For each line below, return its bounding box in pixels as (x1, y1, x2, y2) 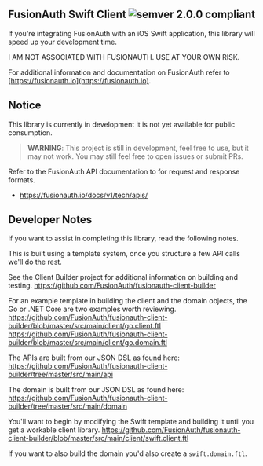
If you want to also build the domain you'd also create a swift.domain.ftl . (8, 449, 247, 458)
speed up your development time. (8, 37, 118, 46)
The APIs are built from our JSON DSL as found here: (8, 353, 181, 362)
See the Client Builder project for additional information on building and (8, 273, 238, 282)
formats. (8, 174, 35, 185)
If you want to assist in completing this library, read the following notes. (8, 233, 239, 244)
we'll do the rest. (8, 257, 63, 267)
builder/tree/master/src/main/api (8, 370, 114, 380)
